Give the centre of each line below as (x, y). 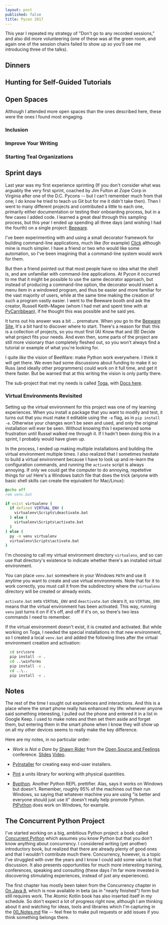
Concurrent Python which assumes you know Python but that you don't (79, 838)
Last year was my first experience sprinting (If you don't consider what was (83, 185)
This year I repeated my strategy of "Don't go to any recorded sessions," (80, 34)
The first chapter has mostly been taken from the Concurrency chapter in (81, 885)
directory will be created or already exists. (48, 591)
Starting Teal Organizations (39, 157)
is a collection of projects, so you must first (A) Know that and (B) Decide (80, 331)
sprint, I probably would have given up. (45, 439)
